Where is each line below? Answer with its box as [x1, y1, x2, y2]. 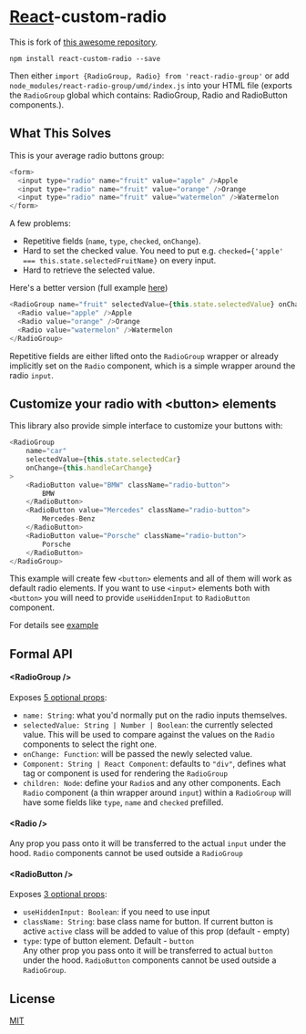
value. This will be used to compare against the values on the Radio [22, 729, 276, 740]
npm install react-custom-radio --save [9, 54, 161, 63]
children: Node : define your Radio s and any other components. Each [22, 778, 280, 789]
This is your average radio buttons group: [9, 150, 165, 160]
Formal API [9, 646, 73, 662]
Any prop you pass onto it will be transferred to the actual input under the [9, 838, 287, 849]
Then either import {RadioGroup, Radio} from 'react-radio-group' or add [9, 70, 290, 81]
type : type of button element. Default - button [22, 936, 194, 946]
